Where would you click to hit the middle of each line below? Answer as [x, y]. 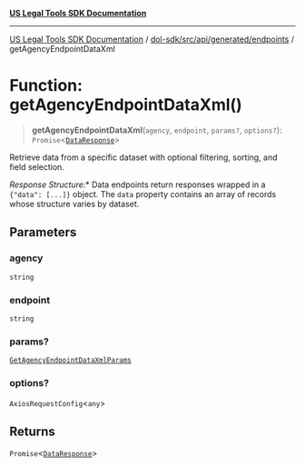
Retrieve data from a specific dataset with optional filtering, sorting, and [144, 157]
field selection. [37, 166]
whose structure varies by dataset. [74, 204]
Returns [33, 431]
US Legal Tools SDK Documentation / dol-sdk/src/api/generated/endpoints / [152, 39]
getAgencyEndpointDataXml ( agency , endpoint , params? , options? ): [157, 130]
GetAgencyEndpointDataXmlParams [70, 361]
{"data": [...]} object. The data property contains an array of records [143, 194]
